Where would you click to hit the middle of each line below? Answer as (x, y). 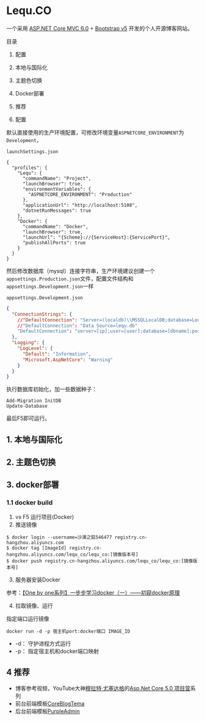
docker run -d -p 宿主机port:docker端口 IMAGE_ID (68, 631)
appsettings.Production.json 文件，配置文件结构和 (70, 278)
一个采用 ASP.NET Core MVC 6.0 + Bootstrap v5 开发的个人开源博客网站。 (100, 28)
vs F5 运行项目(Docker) (45, 517)
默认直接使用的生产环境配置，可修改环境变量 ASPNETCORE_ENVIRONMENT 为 (95, 132)
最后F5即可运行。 (28, 418)
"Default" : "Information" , (57, 354)
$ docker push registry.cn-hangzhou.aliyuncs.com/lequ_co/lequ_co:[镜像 (100, 561)
